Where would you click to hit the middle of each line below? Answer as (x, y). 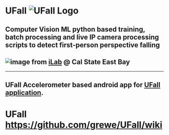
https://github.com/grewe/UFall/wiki (84, 125)
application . (24, 93)
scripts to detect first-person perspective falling (82, 45)
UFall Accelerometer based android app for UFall (83, 85)
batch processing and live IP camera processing (82, 37)
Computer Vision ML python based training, (75, 29)
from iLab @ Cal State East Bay (81, 62)
